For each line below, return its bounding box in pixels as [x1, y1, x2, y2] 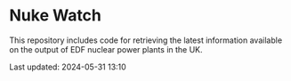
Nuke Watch [9, 5, 102, 26]
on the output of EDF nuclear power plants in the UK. [9, 44, 203, 54]
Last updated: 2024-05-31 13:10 [9, 61, 126, 72]
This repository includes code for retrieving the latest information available [9, 35, 283, 45]
